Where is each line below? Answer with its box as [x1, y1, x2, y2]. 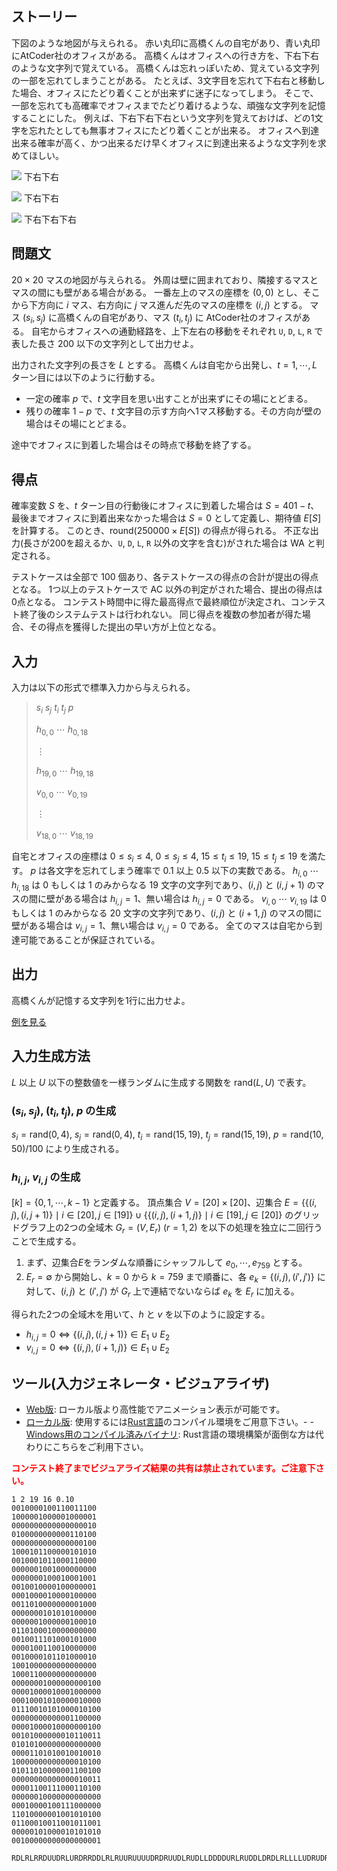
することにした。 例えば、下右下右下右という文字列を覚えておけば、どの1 [11, 112, 315, 124]
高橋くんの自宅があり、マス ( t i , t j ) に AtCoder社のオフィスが [56, 311, 302, 326]
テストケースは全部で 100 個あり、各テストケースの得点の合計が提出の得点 [11, 571, 319, 583]
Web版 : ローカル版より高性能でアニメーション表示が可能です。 [25, 1403, 286, 1416]
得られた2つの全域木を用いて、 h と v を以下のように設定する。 [11, 1308, 271, 1320]
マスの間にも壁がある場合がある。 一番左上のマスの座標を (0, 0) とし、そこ [11, 286, 321, 298]
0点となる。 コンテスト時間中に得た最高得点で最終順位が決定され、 [11, 596, 291, 608]
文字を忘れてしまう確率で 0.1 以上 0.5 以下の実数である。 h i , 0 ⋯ [55, 864, 319, 879]
